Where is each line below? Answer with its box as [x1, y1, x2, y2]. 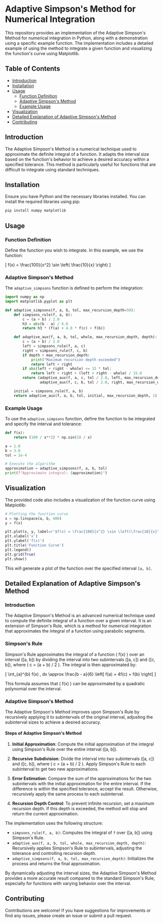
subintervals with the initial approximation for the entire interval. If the [12, 781, 151, 787]
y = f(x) [5, 521, 23, 525]
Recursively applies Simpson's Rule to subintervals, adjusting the [12, 845, 142, 851]
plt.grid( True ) [5, 552, 36, 557]
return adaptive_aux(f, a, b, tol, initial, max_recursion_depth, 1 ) [14, 393, 158, 398]
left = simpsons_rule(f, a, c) [22, 344, 86, 349]
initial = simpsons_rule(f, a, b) [14, 388, 83, 394]
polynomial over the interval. [5, 686, 62, 691]
